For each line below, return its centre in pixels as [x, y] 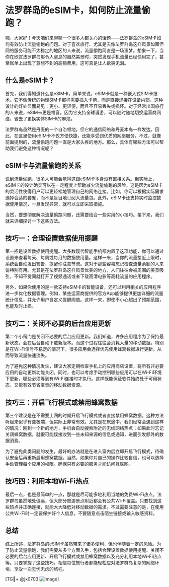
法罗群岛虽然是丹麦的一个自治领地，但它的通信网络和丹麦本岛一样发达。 [80, 129]
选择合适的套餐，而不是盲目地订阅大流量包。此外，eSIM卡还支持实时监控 [81, 197]
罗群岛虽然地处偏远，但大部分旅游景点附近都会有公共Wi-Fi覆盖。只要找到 [81, 500]
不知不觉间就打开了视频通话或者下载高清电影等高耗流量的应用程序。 [84, 276]
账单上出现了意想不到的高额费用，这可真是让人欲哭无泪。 [69, 63]
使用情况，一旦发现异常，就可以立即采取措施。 [58, 204]
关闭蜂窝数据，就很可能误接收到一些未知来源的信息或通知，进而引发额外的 [82, 434]
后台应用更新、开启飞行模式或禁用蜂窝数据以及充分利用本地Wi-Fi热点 [90, 556]
